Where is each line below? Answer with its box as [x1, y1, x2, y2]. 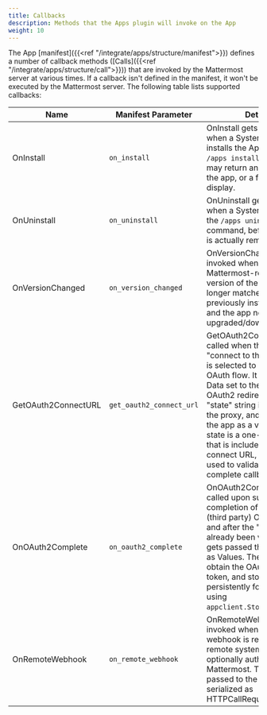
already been [206, 531, 256, 543]
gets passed [206, 542, 253, 553]
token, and [206, 571, 246, 582]
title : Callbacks [8, 11, 66, 20]
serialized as [206, 684, 253, 695]
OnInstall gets [206, 122, 258, 133]
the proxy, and [206, 410, 261, 421]
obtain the [206, 562, 245, 573]
